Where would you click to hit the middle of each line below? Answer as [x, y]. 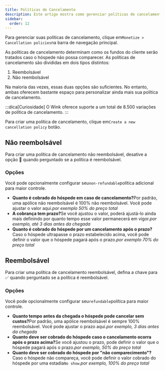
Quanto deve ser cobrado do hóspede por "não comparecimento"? [82, 353]
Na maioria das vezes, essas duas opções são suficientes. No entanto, [77, 87]
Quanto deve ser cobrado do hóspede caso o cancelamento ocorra [82, 337]
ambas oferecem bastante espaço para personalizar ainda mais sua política [82, 92]
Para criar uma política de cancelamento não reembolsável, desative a [76, 154]
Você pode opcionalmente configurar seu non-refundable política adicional [79, 183]
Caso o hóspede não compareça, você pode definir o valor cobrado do [84, 358]
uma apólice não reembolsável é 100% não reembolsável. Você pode [82, 203]
